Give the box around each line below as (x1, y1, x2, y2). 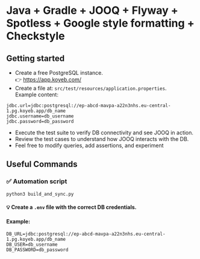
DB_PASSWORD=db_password (6, 247, 69, 253)
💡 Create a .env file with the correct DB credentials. (6, 204, 137, 211)
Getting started (6, 53, 65, 63)
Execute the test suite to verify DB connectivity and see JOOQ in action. (14, 129, 194, 136)
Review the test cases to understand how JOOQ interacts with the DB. (14, 136, 189, 142)
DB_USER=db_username (6, 242, 58, 248)
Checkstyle (6, 30, 65, 43)
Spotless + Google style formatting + (6, 16, 195, 30)
